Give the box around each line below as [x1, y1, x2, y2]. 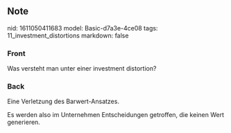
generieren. [7, 118, 40, 127]
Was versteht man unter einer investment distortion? [7, 64, 157, 73]
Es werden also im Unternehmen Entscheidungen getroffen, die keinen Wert [7, 111, 224, 119]
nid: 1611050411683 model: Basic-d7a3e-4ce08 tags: [7, 24, 158, 32]
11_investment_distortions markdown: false [7, 31, 129, 39]
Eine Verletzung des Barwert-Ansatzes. [7, 97, 120, 106]
